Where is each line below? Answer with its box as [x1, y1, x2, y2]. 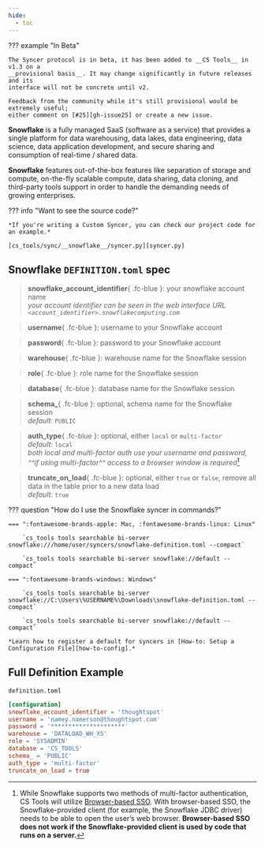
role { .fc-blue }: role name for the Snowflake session [27, 368, 199, 379]
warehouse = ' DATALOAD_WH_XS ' [8, 730, 108, 738]
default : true [27, 490, 69, 499]
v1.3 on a [8, 62, 41, 71]
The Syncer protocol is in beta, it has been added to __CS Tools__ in [8, 56, 248, 64]
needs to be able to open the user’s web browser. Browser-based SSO [19, 813, 251, 823]
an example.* [8, 228, 51, 236]
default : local [27, 439, 73, 450]
